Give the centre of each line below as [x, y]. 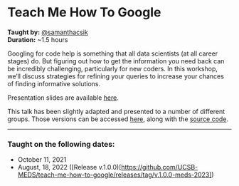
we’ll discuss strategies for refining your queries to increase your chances [116, 76]
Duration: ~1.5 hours [38, 39]
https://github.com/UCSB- [159, 167]
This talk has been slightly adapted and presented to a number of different [116, 111]
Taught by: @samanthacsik [48, 32]
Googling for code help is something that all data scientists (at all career [113, 53]
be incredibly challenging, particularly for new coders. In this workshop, [113, 68]
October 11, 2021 [42, 160]
